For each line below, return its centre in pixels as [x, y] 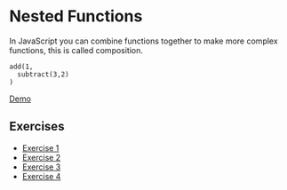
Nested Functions [76, 16]
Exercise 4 [41, 176]
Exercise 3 [41, 167]
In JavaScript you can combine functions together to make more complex [143, 41]
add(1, [21, 67]
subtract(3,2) [43, 74]
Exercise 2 [41, 157]
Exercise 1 [40, 147]
